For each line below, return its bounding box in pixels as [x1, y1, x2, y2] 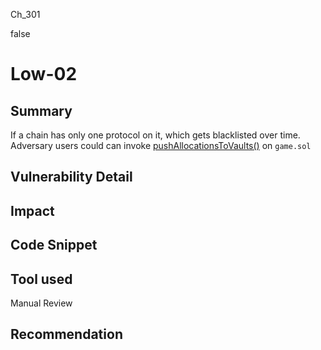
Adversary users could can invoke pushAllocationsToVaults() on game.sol [10, 140, 312, 151]
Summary [10, 102, 73, 119]
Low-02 [10, 63, 78, 86]
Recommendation [10, 326, 123, 343]
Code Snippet [10, 237, 98, 254]
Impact [10, 202, 55, 219]
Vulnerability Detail [10, 169, 133, 186]
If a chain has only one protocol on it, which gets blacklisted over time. [10, 129, 301, 141]
